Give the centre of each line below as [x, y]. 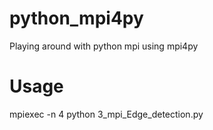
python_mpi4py [76, 18]
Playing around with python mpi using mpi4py [104, 46]
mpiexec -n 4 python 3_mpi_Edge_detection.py [106, 114]
